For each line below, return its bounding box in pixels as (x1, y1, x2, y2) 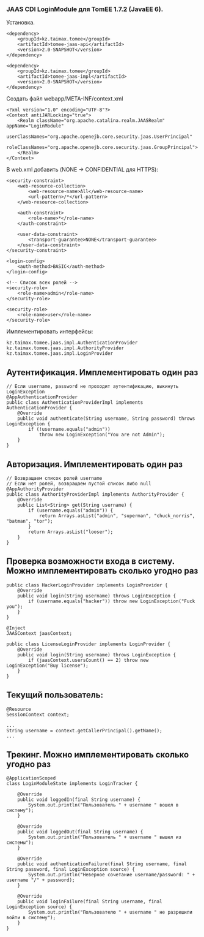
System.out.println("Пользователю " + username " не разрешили (28, 909, 192, 916)
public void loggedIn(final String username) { (17, 797, 140, 803)
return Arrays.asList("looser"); (28, 529, 114, 535)
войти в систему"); (6, 915, 56, 921)
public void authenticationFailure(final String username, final (17, 861, 188, 867)
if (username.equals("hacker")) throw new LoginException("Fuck (28, 598, 195, 604)
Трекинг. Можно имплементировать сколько (6, 749, 189, 760)
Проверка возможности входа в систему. (6, 556, 175, 567)
